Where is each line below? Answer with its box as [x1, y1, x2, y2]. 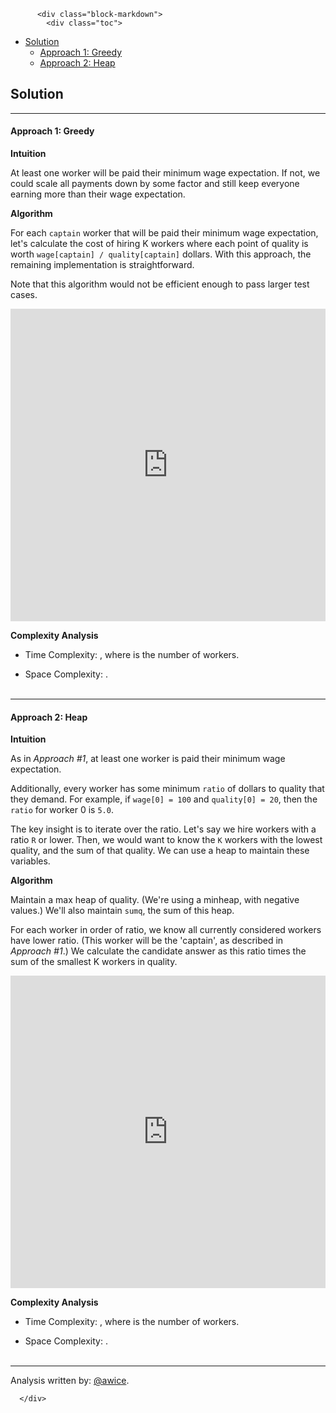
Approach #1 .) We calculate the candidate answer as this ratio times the [10, 945, 307, 957]
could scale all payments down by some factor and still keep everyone [10, 178, 300, 190]
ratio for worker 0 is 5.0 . [10, 804, 114, 816]
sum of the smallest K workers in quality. [10, 956, 178, 968]
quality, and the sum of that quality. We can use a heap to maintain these [10, 845, 310, 857]
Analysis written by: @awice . [10, 1375, 130, 1387]
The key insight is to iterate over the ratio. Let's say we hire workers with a [10, 823, 317, 835]
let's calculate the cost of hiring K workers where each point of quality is [10, 238, 309, 250]
